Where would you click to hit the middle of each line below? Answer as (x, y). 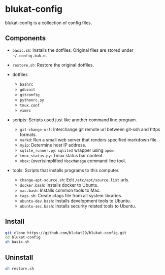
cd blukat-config (23, 238)
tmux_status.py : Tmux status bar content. (62, 155)
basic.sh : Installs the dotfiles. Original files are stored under (73, 50)
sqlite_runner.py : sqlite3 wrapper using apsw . (67, 150)
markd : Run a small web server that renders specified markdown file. (89, 139)
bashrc (26, 84)
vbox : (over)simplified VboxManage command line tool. (73, 161)
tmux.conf (30, 105)
